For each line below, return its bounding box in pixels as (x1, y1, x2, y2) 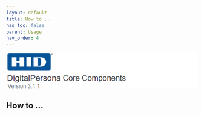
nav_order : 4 (6, 35, 39, 42)
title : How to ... (6, 16, 53, 22)
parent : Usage (6, 29, 42, 35)
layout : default (6, 10, 47, 16)
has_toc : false (6, 22, 45, 28)
